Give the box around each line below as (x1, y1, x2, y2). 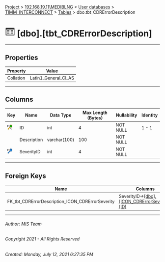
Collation (7, 75, 26, 81)
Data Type (50, 112, 72, 118)
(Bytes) (87, 115, 103, 120)
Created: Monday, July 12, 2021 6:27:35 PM (5, 251, 93, 258)
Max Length (82, 110, 108, 116)
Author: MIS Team (5, 221, 42, 227)
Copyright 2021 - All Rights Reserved (5, 236, 80, 242)
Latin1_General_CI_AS (30, 75, 75, 81)
